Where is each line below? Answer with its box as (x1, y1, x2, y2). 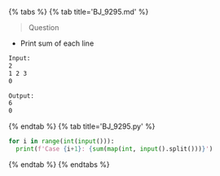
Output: (8, 91, 35, 100)
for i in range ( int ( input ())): (8, 138, 115, 146)
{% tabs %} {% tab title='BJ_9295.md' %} (8, 7, 149, 16)
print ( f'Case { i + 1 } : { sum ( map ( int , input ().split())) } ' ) (15, 145, 213, 153)
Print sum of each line (20, 38, 95, 48)
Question (28, 23, 59, 32)
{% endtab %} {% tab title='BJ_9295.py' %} (8, 121, 156, 131)
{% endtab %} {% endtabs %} (8, 159, 110, 169)
